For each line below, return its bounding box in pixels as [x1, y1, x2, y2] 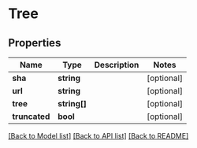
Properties [8, 36, 61, 50]
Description [94, 60, 139, 70]
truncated [12, 111, 50, 122]
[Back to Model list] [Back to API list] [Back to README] [8, 131, 189, 140]
